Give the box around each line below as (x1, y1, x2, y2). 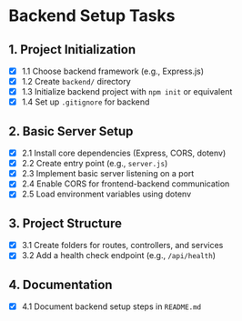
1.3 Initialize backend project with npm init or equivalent (21, 86, 233, 97)
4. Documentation (8, 276, 113, 292)
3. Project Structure (8, 216, 122, 231)
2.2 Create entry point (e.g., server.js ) (21, 158, 168, 169)
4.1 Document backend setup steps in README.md (21, 301, 202, 312)
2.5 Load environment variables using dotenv (21, 188, 192, 200)
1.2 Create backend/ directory (21, 76, 131, 87)
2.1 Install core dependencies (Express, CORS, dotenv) (21, 147, 227, 159)
